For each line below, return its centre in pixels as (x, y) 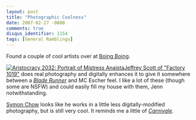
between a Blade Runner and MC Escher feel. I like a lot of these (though (95, 80)
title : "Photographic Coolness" (46, 17)
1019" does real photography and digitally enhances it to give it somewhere (98, 74)
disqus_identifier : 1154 (37, 34)
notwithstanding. (27, 93)
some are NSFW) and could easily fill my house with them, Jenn (85, 86)
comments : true (25, 28)
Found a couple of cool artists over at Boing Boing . (68, 56)
